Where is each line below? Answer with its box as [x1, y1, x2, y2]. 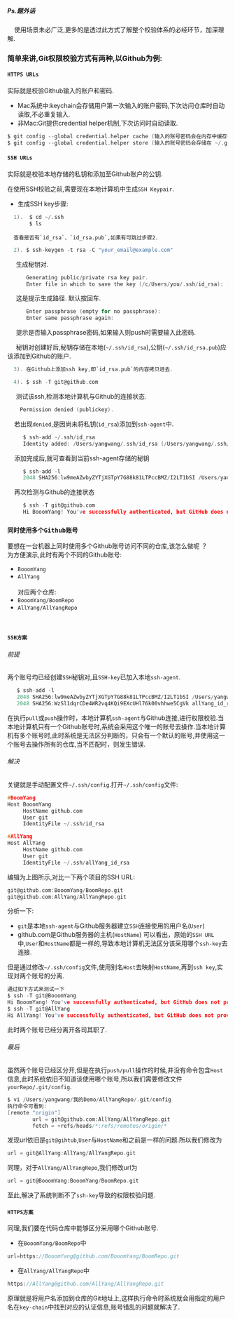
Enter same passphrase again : [25, 314, 114, 322]
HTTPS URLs [7, 71, 39, 79]
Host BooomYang [7, 801, 52, 808]
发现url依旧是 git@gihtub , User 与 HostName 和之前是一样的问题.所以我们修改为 [7, 1136, 222, 1144]
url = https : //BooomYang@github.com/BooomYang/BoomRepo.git [7, 1253, 180, 1260]
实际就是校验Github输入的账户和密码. [7, 86, 114, 95]
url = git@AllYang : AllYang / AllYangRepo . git [7, 1150, 136, 1157]
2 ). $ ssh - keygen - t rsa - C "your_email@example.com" [13, 246, 173, 253]
